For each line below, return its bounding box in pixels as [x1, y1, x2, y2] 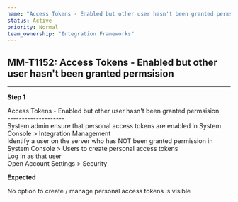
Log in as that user [7, 152, 62, 160]
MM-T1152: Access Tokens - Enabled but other [7, 56, 218, 68]
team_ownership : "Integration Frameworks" [7, 30, 135, 38]
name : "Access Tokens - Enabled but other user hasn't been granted [7, 10, 214, 18]
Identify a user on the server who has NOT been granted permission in [7, 137, 213, 145]
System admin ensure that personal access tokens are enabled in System [7, 122, 222, 130]
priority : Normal [7, 23, 59, 30]
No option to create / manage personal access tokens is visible [7, 187, 191, 196]
